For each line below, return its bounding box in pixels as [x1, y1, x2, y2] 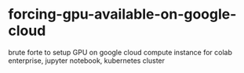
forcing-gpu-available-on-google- [8, 5, 237, 23]
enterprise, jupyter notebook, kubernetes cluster [8, 56, 166, 65]
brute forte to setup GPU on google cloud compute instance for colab [8, 47, 233, 57]
